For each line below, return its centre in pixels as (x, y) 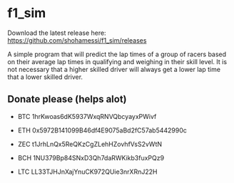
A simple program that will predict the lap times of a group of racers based (117, 54)
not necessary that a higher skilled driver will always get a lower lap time (114, 69)
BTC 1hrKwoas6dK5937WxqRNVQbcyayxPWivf (87, 116)
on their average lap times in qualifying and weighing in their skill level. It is (117, 61)
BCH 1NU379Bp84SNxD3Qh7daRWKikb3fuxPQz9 (91, 157)
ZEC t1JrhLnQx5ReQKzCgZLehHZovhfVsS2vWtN (90, 144)
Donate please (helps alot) (67, 99)
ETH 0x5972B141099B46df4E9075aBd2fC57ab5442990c (102, 130)
